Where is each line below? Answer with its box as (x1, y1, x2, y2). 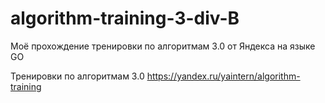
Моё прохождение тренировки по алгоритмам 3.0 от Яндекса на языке (10, 40, 316, 52)
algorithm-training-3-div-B (10, 7, 240, 30)
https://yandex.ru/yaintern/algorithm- (146, 70, 301, 82)
